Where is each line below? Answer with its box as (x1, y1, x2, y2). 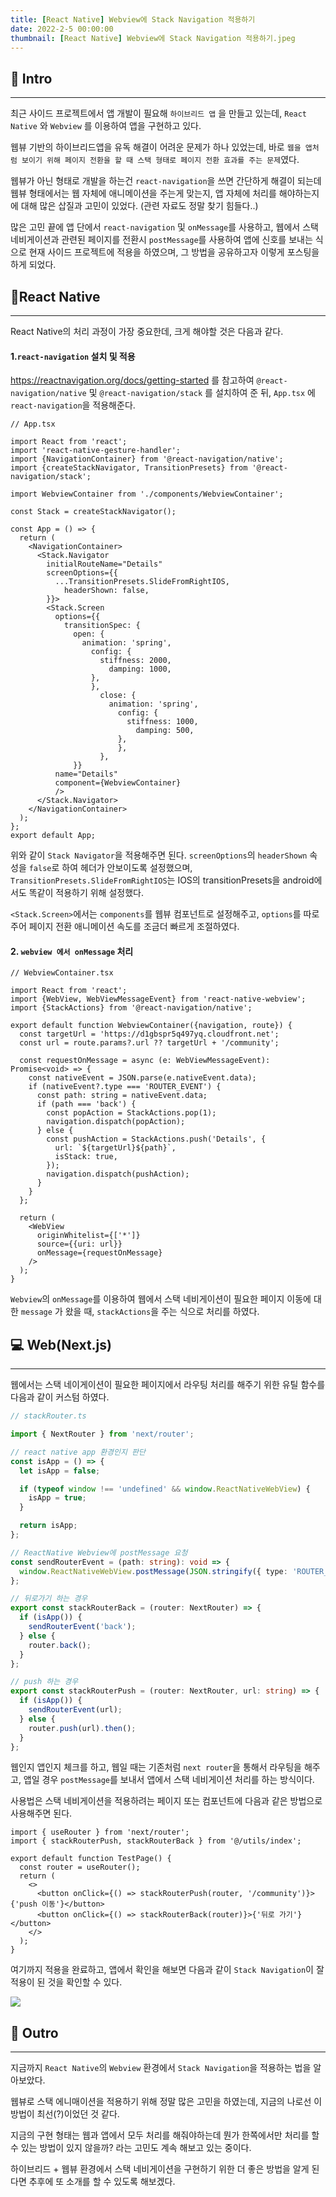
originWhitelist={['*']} (36, 1231, 141, 1241)
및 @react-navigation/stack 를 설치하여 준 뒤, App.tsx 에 (88, 387, 316, 399)
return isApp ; (19, 1521, 78, 1531)
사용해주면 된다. (10, 1807, 73, 1820)
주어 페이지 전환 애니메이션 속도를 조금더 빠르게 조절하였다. (10, 921, 240, 933)
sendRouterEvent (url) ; (28, 1705, 123, 1715)
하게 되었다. (10, 259, 57, 271)
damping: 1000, (108, 664, 172, 675)
